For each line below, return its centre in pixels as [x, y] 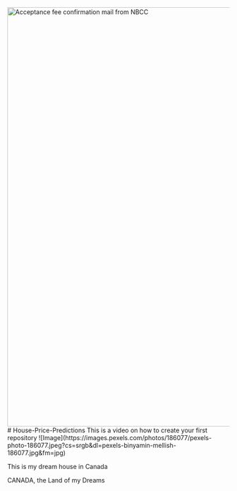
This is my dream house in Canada [57, 467]
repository [22, 438]
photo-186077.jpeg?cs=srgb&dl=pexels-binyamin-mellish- [92, 445]
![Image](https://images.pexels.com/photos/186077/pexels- [125, 438]
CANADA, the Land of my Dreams [56, 480]
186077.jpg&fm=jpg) [36, 453]
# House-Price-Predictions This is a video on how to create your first [108, 430]
